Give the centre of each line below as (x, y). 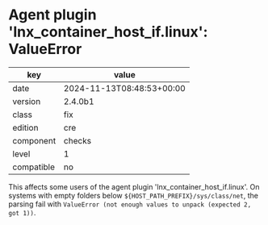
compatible (33, 167)
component (34, 140)
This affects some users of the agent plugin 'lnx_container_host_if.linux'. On (134, 186)
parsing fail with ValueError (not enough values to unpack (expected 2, (130, 204)
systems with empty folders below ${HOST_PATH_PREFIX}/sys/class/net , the (133, 195)
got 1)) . (22, 212)
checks (77, 140)
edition (25, 127)
